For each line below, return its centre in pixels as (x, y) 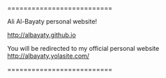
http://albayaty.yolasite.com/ (48, 56)
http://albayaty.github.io (42, 35)
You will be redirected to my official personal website (83, 48)
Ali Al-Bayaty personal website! (52, 21)
